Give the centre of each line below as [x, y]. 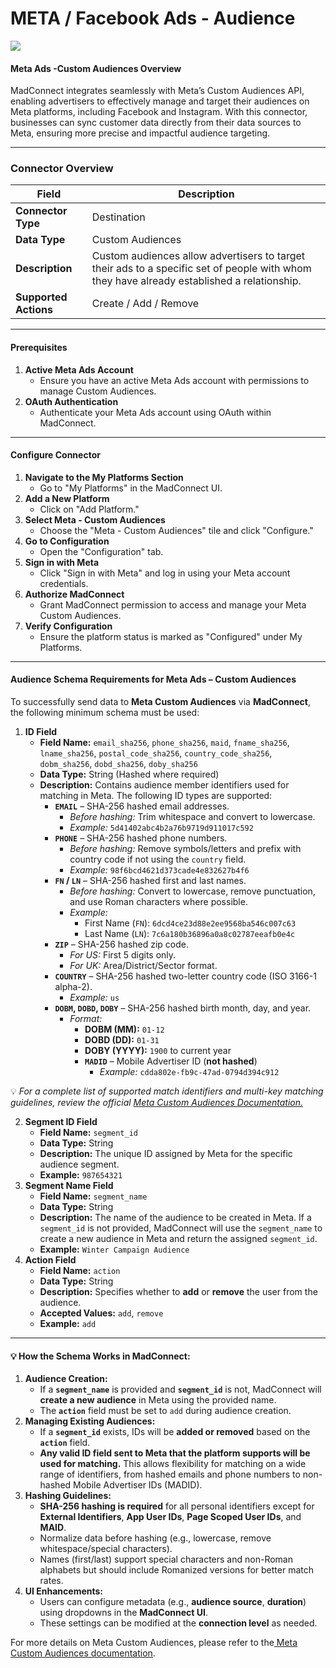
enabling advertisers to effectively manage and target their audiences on [160, 101]
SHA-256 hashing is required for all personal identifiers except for [177, 1506]
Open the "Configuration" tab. [101, 551]
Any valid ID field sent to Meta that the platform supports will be [175, 1453]
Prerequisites [39, 348]
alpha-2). [73, 987]
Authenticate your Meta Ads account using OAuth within [155, 412]
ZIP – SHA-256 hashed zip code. [122, 944]
